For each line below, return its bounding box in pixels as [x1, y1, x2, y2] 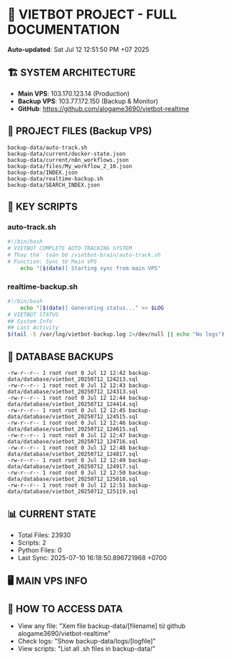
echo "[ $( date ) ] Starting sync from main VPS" [20, 264, 161, 272]
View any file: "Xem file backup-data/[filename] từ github [17, 622, 186, 630]
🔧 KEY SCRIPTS [7, 200, 78, 212]
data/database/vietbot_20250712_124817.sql [7, 450, 139, 458]
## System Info [7, 317, 53, 325]
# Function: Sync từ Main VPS [7, 258, 98, 265]
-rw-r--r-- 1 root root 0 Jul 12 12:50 [7, 469, 126, 476]
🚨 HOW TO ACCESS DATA [7, 602, 123, 615]
